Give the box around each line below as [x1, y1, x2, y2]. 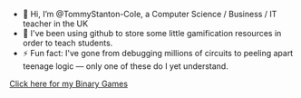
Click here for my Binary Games [9, 78, 129, 89]
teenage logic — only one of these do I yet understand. [22, 61, 228, 72]
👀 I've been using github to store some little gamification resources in [22, 28, 282, 38]
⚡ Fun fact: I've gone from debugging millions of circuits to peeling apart [22, 48, 294, 58]
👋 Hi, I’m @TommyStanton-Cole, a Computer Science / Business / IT [22, 9, 277, 19]
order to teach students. [22, 37, 113, 48]
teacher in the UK [22, 18, 89, 29]
